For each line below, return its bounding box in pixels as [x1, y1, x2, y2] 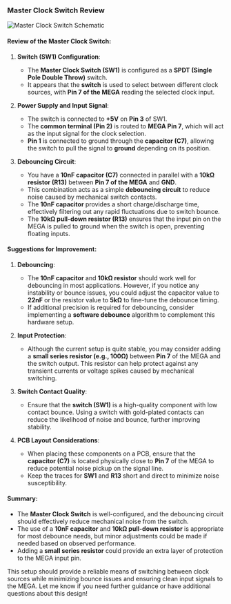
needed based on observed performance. [17, 539, 137, 547]
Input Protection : [17, 331, 67, 340]
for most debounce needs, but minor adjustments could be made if [17, 532, 208, 540]
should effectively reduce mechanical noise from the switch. [17, 517, 189, 525]
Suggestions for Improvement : [7, 245, 97, 253]
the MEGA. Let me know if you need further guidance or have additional [7, 582, 211, 590]
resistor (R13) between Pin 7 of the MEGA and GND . [27, 178, 177, 186]
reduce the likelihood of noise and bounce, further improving [27, 415, 201, 423]
